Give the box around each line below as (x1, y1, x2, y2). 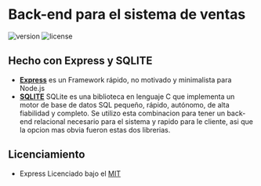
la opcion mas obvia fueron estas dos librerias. (19, 125, 171, 134)
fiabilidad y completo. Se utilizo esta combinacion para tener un (19, 108, 226, 118)
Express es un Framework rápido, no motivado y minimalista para (19, 75, 232, 84)
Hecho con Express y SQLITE (8, 54, 153, 67)
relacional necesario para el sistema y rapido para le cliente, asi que (34, 116, 253, 126)
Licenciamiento (8, 148, 85, 162)
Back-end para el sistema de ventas (8, 5, 246, 24)
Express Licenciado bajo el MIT (19, 169, 121, 178)
